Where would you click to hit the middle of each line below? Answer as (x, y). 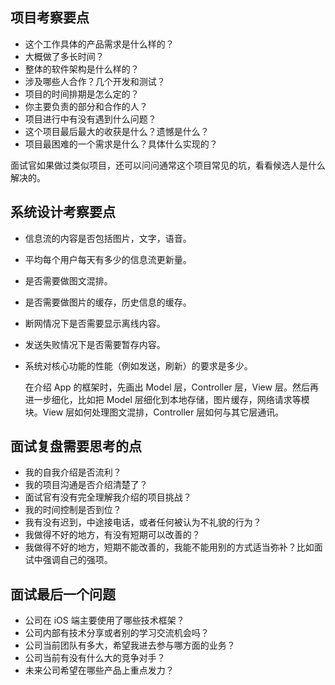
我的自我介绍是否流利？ (73, 472)
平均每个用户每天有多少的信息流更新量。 (108, 259)
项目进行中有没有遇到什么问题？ (90, 119)
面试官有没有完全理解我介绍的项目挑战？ (108, 497)
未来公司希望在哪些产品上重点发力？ (99, 670)
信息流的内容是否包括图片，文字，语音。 (108, 238)
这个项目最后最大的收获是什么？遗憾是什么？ (117, 131)
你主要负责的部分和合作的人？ (86, 106)
